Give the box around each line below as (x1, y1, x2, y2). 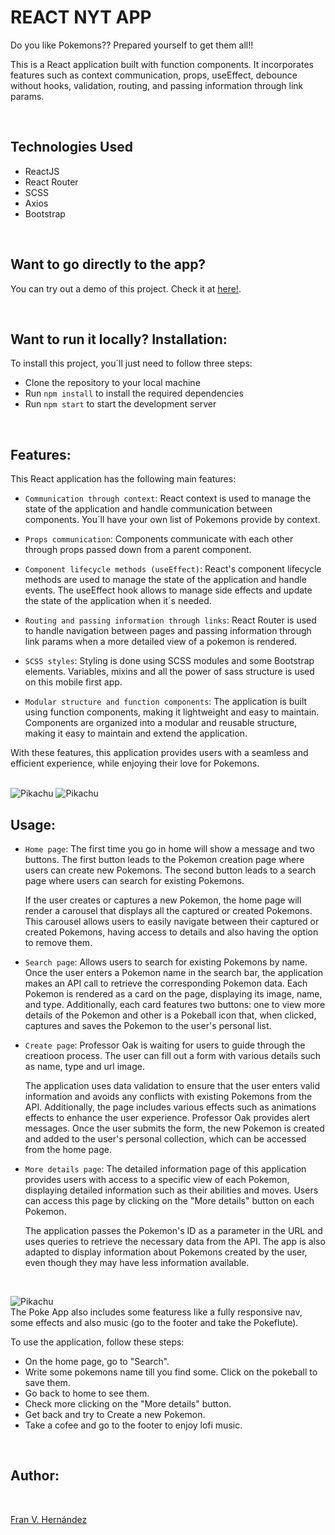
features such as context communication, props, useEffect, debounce (10, 69, 298, 81)
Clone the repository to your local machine (24, 377, 201, 389)
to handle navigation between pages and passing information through (24, 625, 312, 637)
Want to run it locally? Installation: (10, 331, 228, 348)
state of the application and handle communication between (24, 503, 273, 515)
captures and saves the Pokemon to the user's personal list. (24, 1020, 272, 1031)
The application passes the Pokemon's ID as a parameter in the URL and (24, 1225, 323, 1236)
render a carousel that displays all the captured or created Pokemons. (24, 905, 313, 916)
